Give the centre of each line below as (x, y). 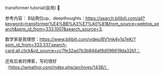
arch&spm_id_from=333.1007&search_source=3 (53, 29)
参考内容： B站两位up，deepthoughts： (45, 18)
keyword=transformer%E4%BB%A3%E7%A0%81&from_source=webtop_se (82, 24)
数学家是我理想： (22, 39)
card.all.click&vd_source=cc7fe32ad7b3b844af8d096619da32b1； (73, 51)
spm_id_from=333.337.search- (36, 45)
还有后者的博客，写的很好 (31, 61)
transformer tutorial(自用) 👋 (33, 8)
